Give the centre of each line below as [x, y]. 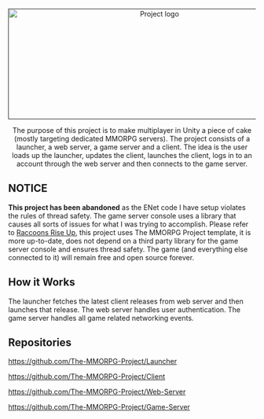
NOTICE [28, 188]
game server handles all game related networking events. [101, 318]
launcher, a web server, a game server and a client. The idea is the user [132, 147]
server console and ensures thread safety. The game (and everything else [128, 249]
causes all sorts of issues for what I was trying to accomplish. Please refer [128, 224]
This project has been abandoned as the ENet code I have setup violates [127, 207]
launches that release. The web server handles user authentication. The [125, 309]
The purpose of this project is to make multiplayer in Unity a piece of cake [132, 130]
